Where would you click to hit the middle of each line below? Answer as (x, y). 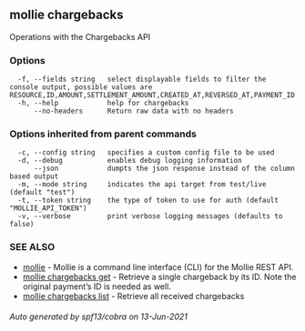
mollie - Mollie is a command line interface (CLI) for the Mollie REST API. (158, 266)
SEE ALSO (32, 247)
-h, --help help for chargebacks (103, 104)
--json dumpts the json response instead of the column (164, 169)
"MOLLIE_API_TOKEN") (49, 208)
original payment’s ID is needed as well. (97, 286)
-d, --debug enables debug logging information (130, 161)
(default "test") (42, 193)
